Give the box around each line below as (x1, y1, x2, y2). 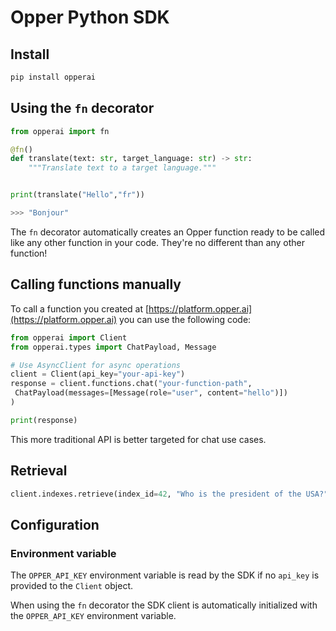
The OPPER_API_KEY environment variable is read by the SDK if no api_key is (10, 569, 320, 581)
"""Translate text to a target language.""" (28, 163, 217, 173)
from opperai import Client (10, 332, 128, 343)
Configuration (10, 516, 100, 533)
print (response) (10, 415, 78, 425)
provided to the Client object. (10, 580, 133, 592)
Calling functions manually (10, 276, 182, 293)
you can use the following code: (119, 313, 252, 325)
